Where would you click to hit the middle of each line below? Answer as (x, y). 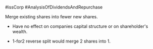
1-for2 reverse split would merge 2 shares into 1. (61, 41)
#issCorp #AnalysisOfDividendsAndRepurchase (54, 7)
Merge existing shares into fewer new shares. (51, 17)
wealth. (20, 31)
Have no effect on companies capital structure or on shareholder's (80, 26)
